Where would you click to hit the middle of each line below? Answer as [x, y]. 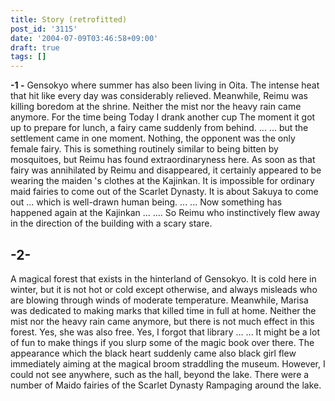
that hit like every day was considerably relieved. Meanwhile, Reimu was [159, 96]
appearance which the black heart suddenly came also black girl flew [153, 353]
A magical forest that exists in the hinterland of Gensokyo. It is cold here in [163, 278]
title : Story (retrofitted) [69, 19]
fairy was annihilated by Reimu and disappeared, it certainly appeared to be [166, 170]
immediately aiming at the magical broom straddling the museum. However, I [168, 363]
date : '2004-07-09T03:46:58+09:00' [84, 38]
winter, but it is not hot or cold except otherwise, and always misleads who [164, 289]
